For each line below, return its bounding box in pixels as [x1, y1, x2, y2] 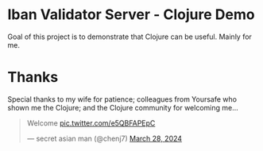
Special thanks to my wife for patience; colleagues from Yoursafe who [7, 94, 238, 104]
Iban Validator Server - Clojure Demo [7, 6, 255, 24]
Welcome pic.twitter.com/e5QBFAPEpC [26, 118, 156, 128]
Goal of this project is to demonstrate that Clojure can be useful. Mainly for [7, 32, 252, 41]
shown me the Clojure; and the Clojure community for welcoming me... [7, 103, 239, 112]
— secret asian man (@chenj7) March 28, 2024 [26, 134, 183, 143]
